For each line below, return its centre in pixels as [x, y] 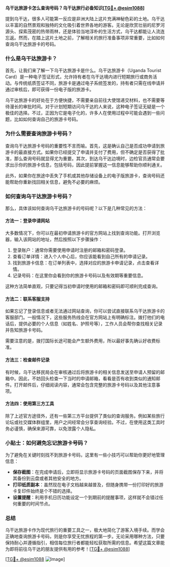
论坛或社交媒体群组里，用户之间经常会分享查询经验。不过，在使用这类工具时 [85, 422]
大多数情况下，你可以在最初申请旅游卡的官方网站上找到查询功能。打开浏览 [83, 233]
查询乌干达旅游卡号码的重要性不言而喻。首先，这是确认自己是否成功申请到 [83, 146]
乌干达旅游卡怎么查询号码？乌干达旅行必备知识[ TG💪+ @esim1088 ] [75, 8]
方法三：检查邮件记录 [27, 360]
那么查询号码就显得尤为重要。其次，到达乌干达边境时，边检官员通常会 [87, 158]
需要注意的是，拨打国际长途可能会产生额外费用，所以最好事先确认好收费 [80, 341]
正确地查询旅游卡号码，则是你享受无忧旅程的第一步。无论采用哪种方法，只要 [85, 537]
